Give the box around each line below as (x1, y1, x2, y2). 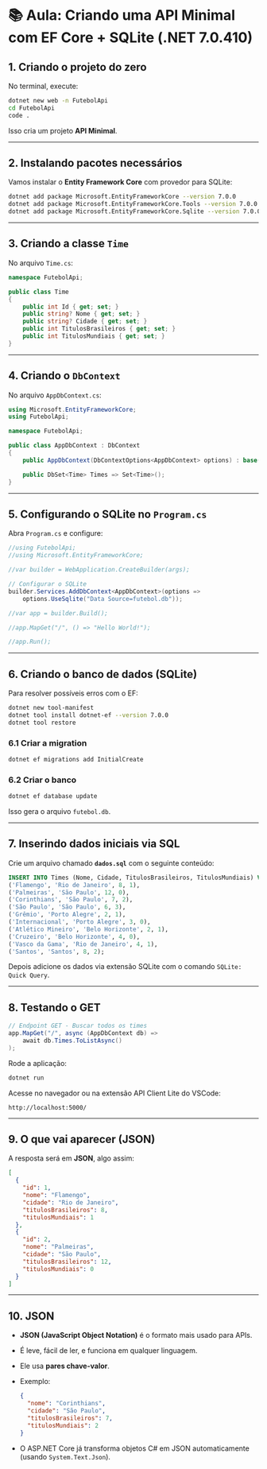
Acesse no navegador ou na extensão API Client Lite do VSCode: (8, 1088, 221, 1098)
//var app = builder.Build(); (8, 609, 109, 617)
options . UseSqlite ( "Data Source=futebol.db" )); (22, 595, 183, 603)
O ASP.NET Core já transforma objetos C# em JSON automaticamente (19, 1444, 250, 1453)
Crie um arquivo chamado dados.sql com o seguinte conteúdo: (8, 858, 215, 867)
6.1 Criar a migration (8, 737, 87, 748)
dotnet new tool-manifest (8, 704, 94, 712)
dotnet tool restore (8, 719, 77, 727)
